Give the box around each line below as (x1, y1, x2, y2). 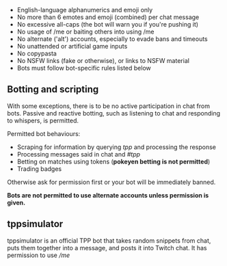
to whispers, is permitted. (7, 116, 79, 124)
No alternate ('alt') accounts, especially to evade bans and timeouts (16, 35, 208, 43)
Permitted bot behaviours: (7, 129, 81, 137)
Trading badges (16, 164, 62, 173)
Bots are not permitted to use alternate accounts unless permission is (7, 191, 209, 199)
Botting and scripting (7, 83, 99, 95)
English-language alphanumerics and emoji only (16, 6, 153, 14)
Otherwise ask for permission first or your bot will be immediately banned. (7, 178, 216, 186)
